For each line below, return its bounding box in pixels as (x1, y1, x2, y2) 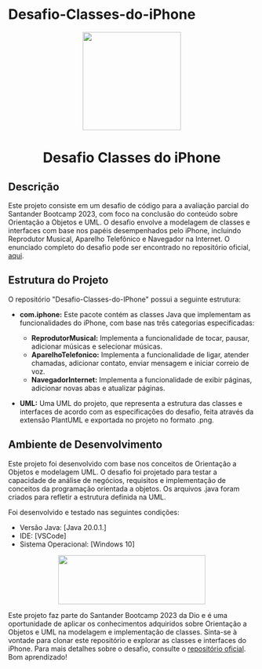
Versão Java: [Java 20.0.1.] (19, 522, 107, 532)
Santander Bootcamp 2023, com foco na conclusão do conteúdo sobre (8, 209, 238, 218)
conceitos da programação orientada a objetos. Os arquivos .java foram (8, 484, 240, 493)
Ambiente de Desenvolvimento (8, 438, 163, 451)
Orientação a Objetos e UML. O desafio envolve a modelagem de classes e (8, 218, 251, 227)
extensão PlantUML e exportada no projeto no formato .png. (19, 415, 214, 425)
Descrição (8, 180, 60, 193)
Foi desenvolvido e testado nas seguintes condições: (8, 507, 180, 517)
